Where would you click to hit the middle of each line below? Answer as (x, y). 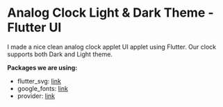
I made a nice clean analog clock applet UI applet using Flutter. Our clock (112, 47)
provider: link (36, 96)
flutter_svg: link (39, 81)
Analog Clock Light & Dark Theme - (110, 13)
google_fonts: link (42, 88)
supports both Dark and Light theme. (60, 54)
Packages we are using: (42, 67)
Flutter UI (34, 27)
